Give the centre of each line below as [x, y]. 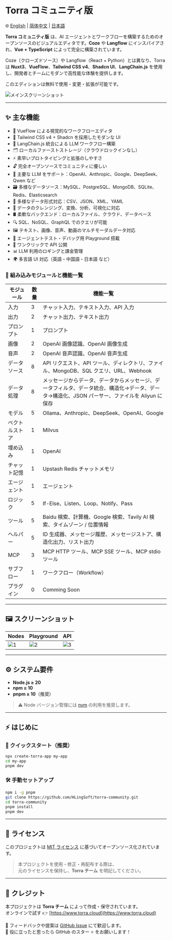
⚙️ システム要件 [29, 670]
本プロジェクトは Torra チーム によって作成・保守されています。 [73, 907]
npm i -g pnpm [20, 793]
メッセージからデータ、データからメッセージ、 [99, 381]
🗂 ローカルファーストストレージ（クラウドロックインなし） [76, 150]
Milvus [51, 430]
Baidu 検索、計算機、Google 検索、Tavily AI [95, 517]
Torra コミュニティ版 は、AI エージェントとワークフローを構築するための [82, 36]
